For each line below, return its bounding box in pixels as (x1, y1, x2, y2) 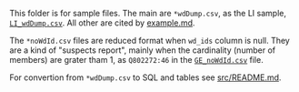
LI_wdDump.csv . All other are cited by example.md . (9, 17, 195, 28)
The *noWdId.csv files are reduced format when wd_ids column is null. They (9, 36, 291, 46)
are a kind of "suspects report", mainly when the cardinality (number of (9, 45, 275, 56)
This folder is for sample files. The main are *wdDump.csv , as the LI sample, (9, 8, 286, 18)
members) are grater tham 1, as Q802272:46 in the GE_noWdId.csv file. (9, 55, 264, 65)
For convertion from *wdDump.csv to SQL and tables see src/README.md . (9, 72, 282, 83)
